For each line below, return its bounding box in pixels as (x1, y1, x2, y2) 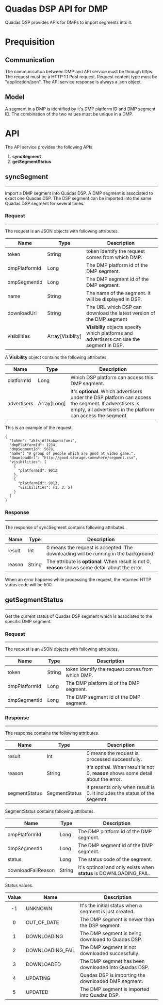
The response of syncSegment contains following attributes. (5, 525, 126, 530)
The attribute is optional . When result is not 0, (46, 558, 151, 565)
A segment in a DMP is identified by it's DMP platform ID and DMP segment (5, 106, 156, 112)
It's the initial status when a (80, 902, 142, 908)
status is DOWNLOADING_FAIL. (78, 870, 150, 876)
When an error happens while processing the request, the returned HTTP (5, 577, 151, 583)
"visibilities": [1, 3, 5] (17, 485, 73, 490)
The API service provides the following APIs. (5, 144, 94, 150)
